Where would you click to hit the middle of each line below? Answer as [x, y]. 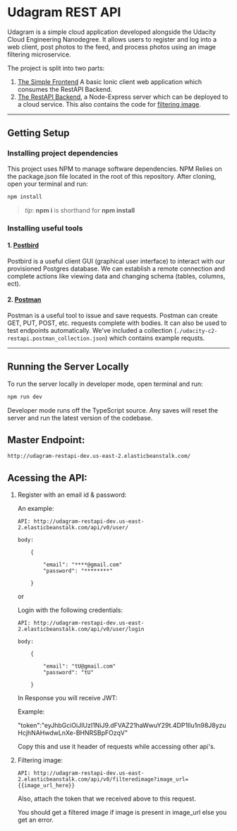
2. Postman [24, 300]
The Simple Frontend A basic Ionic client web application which [110, 81]
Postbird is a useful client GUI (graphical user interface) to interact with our [116, 261]
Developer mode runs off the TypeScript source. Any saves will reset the [113, 410]
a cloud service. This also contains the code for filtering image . [109, 104]
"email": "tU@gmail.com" [80, 666]
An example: [36, 509]
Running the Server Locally [68, 367]
